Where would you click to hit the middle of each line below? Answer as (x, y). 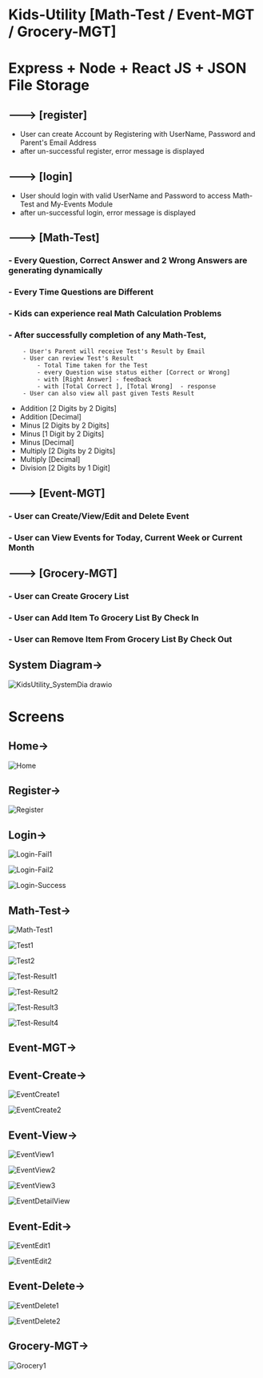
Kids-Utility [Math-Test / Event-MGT (131, 15)
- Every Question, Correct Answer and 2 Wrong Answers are (128, 260)
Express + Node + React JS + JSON (128, 68)
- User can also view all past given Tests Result (109, 394)
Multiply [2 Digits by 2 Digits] (68, 451)
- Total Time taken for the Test (93, 366)
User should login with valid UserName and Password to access (125, 195)
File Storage (49, 85)
